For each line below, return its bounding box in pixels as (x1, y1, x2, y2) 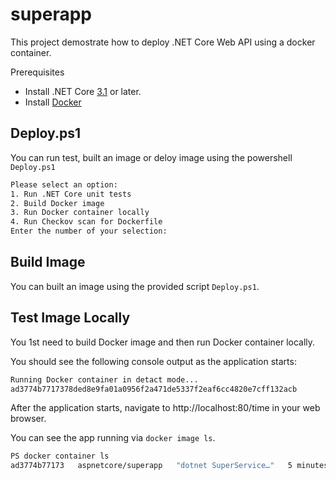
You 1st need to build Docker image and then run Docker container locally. (10, 336, 316, 348)
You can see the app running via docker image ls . (10, 432, 216, 444)
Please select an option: (10, 179, 118, 190)
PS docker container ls (10, 451, 110, 462)
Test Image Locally (10, 309, 131, 327)
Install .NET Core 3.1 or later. (24, 85, 142, 97)
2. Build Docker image (10, 198, 105, 208)
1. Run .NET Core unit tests (10, 189, 132, 199)
